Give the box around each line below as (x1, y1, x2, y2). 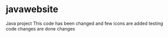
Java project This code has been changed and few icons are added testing (6, 20, 163, 26)
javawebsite (6, 4, 58, 15)
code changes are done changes (6, 25, 76, 31)
